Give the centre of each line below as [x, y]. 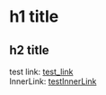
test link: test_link [41, 71]
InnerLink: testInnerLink [53, 81]
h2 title [29, 50]
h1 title [34, 17]
